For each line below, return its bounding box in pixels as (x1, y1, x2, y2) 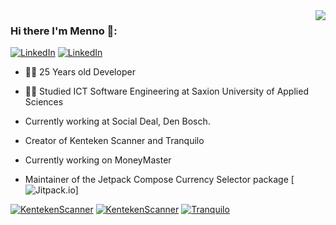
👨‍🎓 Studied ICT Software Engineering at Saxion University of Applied (24, 85, 309, 98)
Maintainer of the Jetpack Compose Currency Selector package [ (24, 174, 295, 186)
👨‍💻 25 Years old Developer (24, 66, 136, 78)
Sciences (24, 96, 64, 108)
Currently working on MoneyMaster (24, 154, 172, 166)
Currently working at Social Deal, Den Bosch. (24, 115, 211, 128)
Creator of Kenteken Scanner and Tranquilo (24, 135, 205, 147)
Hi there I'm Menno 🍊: (10, 24, 118, 38)
